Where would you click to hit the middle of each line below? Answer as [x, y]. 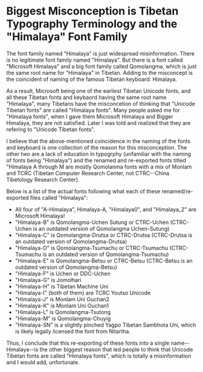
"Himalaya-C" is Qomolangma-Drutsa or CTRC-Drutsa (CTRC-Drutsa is [104, 235]
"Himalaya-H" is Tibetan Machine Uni [62, 286]
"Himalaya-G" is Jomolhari [48, 280]
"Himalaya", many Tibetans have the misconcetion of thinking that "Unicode [101, 103]
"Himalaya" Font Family [67, 37]
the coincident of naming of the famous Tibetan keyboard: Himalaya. [92, 79]
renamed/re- [177, 191]
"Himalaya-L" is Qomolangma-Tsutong [63, 312]
